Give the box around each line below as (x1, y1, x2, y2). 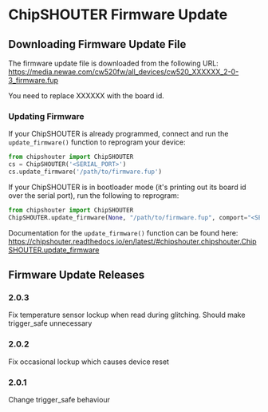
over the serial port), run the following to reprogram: (8, 190, 179, 200)
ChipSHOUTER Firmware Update (8, 6, 228, 24)
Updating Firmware (8, 110, 85, 121)
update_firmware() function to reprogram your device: (8, 137, 186, 147)
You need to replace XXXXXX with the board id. (8, 91, 165, 101)
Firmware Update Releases (8, 268, 145, 282)
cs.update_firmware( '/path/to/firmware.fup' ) (8, 168, 162, 176)
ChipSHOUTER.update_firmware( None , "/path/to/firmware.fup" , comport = (8, 213, 248, 221)
